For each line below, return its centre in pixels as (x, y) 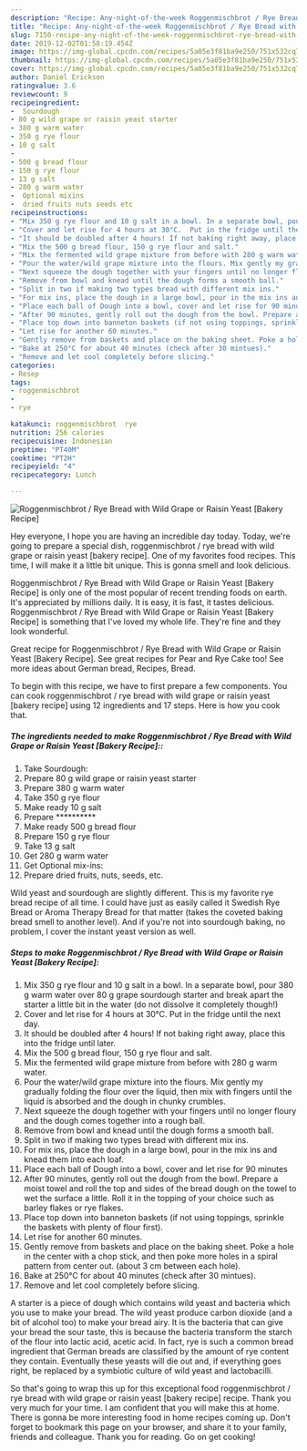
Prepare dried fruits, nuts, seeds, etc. (93, 875)
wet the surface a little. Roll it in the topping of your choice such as (148, 1198)
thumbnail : (31, 60)
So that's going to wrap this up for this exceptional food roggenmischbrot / (150, 1388)
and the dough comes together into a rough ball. (114, 1120)
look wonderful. (40, 631)
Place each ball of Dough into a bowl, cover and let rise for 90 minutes (155, 1168)
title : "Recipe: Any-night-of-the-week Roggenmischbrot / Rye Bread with (153, 26)
